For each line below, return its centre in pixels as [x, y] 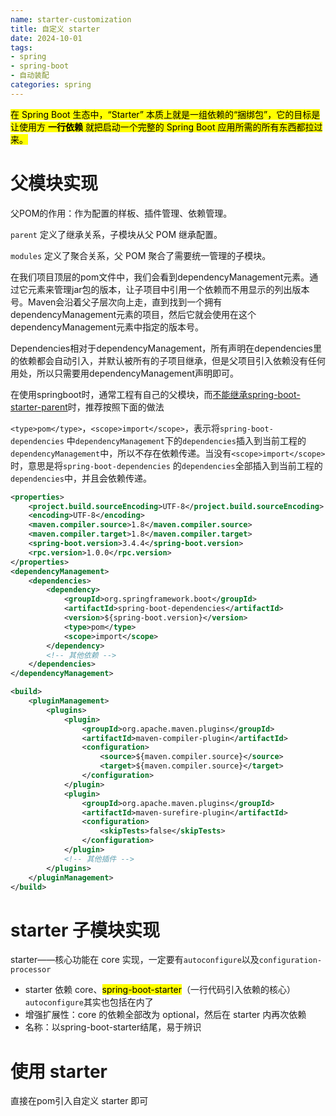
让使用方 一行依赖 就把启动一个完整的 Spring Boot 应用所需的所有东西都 [158, 127]
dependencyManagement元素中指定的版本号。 [107, 327]
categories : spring [51, 85]
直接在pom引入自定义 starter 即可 [79, 1101]
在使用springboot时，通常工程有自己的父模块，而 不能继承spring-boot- [155, 394]
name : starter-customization [71, 19]
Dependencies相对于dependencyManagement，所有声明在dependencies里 [166, 348]
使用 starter [59, 1071]
